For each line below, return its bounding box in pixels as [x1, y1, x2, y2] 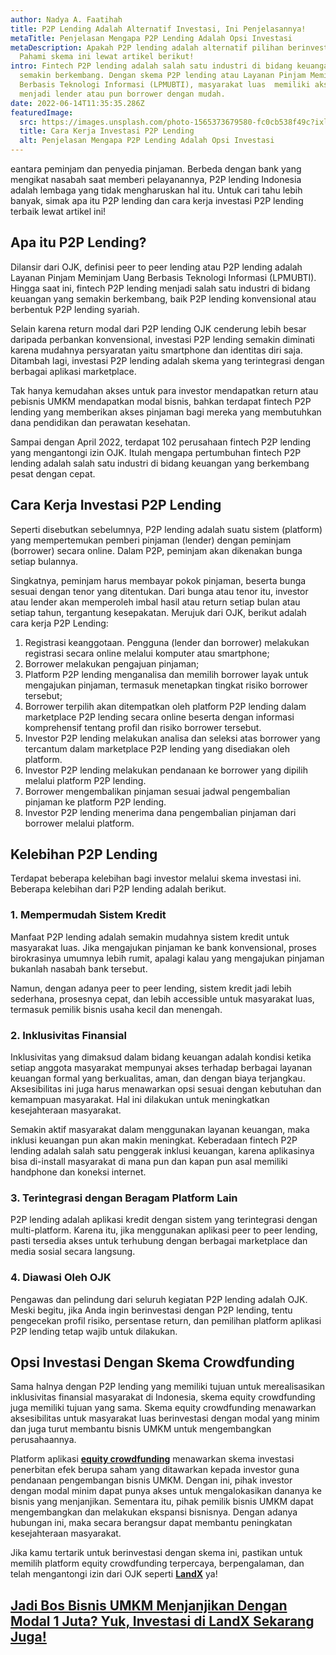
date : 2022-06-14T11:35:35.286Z [10, 98, 145, 108]
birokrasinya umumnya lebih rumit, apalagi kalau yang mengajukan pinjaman [10, 952, 325, 964]
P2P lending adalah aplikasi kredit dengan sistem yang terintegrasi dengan [10, 1214, 318, 1226]
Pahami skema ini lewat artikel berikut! [19, 52, 195, 62]
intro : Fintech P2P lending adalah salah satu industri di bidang [10, 61, 293, 71]
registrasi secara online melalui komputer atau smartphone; [24, 647, 270, 659]
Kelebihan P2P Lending [10, 846, 158, 863]
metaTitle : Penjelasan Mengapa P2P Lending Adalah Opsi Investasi [10, 33, 293, 43]
